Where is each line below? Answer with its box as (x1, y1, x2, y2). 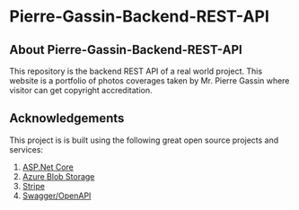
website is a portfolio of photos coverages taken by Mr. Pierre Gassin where (9, 75, 290, 86)
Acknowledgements (9, 110, 125, 127)
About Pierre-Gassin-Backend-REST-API (9, 42, 242, 57)
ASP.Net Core (22, 162, 74, 172)
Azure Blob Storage (22, 171, 95, 181)
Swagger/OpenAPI (22, 190, 92, 201)
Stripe (22, 180, 45, 191)
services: (9, 144, 43, 154)
